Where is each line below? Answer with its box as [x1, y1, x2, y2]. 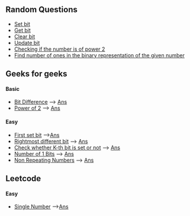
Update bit [14, 39, 40, 46]
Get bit [14, 27, 31, 34]
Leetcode [5, 174, 41, 184]
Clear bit [14, 32, 36, 40]
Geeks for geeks [5, 69, 67, 79]
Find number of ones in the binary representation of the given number [14, 51, 185, 58]
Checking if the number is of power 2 [14, 45, 105, 53]
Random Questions [5, 5, 78, 15]
